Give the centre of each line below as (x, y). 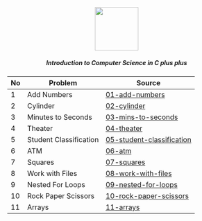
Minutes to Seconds (60, 117)
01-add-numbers (135, 94)
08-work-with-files (138, 173)
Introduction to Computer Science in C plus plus (117, 62)
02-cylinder (125, 105)
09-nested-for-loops (142, 184)
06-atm (118, 150)
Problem (63, 82)
